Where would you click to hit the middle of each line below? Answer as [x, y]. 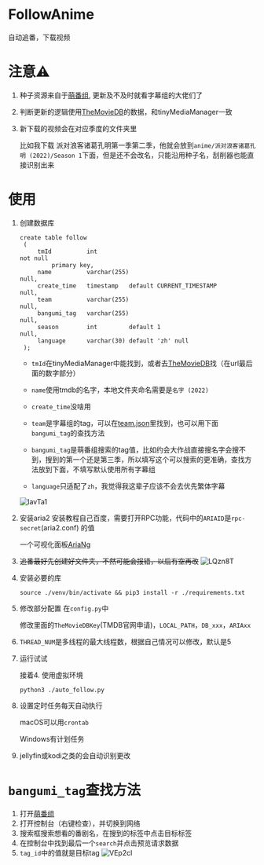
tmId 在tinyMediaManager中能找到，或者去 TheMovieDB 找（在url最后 [142, 363]
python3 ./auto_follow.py [62, 690]
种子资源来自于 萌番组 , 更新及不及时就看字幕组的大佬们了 [111, 95]
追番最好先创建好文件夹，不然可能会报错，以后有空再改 [109, 561]
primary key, [73, 265]
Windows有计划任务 [52, 739]
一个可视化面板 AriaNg [55, 544]
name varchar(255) [83, 272]
